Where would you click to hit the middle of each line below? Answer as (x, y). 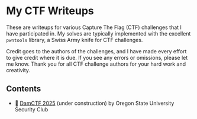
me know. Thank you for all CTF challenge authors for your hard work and (96, 64)
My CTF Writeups (50, 11)
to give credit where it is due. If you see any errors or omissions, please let (97, 57)
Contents (24, 89)
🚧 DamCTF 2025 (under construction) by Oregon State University (94, 103)
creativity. (18, 70)
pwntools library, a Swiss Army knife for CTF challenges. (75, 40)
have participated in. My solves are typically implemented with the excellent (98, 33)
